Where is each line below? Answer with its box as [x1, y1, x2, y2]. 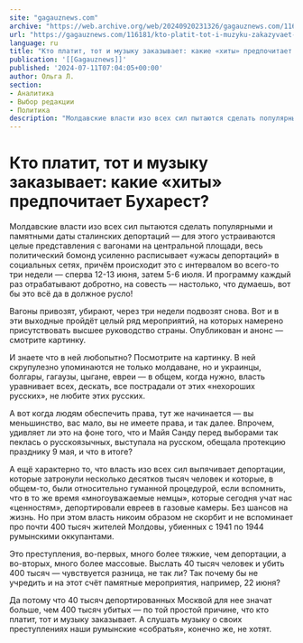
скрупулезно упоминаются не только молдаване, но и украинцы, [9, 362, 262, 373]
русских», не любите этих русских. [9, 390, 146, 402]
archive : [9, 22, 42, 31]
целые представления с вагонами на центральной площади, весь [9, 240, 263, 251]
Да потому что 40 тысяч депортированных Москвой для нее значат [9, 595, 272, 606]
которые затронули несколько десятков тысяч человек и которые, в [9, 473, 273, 484]
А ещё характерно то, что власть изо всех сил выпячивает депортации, [9, 464, 286, 475]
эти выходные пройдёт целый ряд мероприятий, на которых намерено [9, 315, 284, 326]
